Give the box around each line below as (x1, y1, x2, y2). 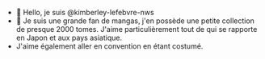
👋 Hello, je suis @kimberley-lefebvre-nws (15, 8, 155, 17)
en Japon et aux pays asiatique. (15, 33, 123, 42)
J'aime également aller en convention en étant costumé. (15, 41, 204, 51)
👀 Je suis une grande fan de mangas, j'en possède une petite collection (15, 16, 254, 26)
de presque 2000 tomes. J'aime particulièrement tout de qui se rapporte (15, 25, 258, 33)
